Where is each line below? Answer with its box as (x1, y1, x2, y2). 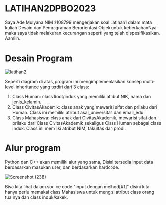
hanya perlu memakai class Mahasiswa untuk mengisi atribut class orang (5, 189, 155, 195)
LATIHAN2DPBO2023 (5, 3, 96, 14)
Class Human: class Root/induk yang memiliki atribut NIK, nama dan (12, 93, 151, 99)
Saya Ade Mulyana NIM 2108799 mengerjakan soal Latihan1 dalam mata (5, 19, 152, 25)
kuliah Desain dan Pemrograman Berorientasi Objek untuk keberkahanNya (5, 24, 157, 30)
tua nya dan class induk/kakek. (5, 194, 68, 200)
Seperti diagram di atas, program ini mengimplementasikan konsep (5, 78, 142, 84)
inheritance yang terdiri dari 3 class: (15, 84, 89, 90)
